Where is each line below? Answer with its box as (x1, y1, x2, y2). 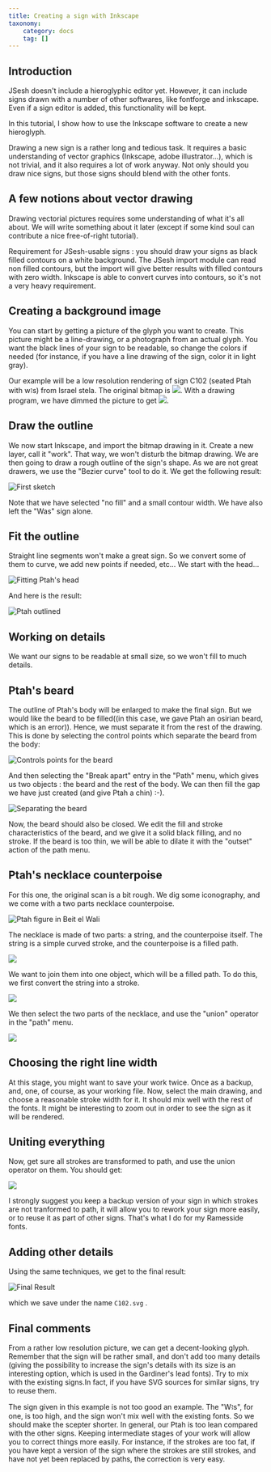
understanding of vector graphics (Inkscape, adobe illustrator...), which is (8, 151, 253, 162)
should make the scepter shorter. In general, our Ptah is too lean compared (8, 1420, 259, 1429)
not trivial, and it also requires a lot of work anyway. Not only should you (8, 160, 249, 170)
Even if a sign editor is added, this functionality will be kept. (8, 103, 207, 113)
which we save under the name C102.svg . (8, 1298, 148, 1308)
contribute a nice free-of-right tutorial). (8, 231, 139, 240)
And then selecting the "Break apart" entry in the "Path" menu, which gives (8, 770, 259, 780)
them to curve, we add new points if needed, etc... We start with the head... (8, 560, 260, 569)
